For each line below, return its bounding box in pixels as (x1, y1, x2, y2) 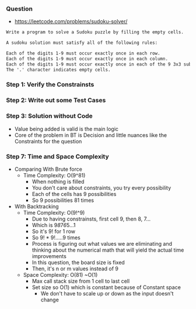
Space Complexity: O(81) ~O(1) (23, 271, 98, 278)
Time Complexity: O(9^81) (23, 171, 86, 178)
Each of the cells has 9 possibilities (32, 190, 117, 197)
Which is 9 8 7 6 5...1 (32, 221, 76, 228)
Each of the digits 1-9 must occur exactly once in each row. (6, 50, 160, 57)
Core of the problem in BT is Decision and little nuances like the (14, 131, 167, 139)
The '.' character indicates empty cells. (6, 67, 111, 73)
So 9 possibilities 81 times (32, 197, 94, 204)
